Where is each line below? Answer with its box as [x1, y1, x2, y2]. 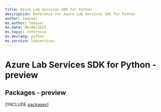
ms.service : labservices [5, 39, 55, 43]
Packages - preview [5, 89, 66, 97]
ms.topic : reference [5, 29, 47, 34]
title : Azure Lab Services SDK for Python [5, 7, 92, 12]
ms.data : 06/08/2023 [5, 25, 47, 30]
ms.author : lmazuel [5, 20, 44, 26]
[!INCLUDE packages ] [5, 101, 49, 107]
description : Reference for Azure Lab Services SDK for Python [5, 12, 135, 16]
